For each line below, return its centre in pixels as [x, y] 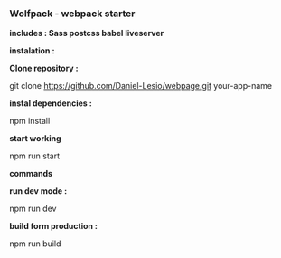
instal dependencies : [51, 103]
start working [35, 139]
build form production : [53, 226]
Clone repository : [44, 68]
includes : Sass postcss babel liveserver [87, 33]
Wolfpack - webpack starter [72, 14]
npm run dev [33, 209]
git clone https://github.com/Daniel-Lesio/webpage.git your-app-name [141, 86]
